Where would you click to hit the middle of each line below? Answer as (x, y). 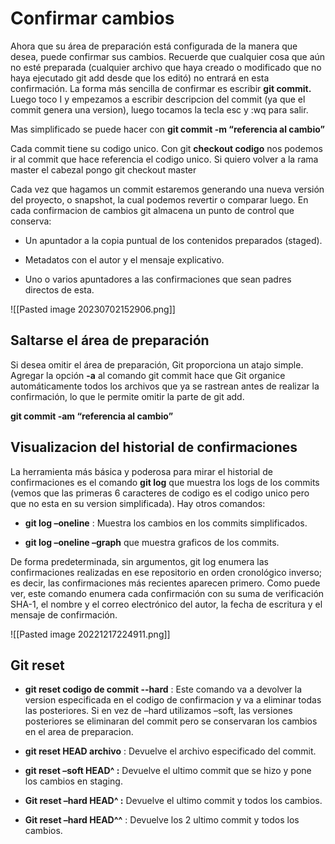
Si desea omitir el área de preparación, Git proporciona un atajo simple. (157, 364)
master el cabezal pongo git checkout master (103, 169)
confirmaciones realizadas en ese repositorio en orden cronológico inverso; (166, 572)
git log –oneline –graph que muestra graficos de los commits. (152, 542)
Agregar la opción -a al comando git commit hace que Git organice (148, 375)
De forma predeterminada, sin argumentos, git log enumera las (140, 561)
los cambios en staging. (73, 781)
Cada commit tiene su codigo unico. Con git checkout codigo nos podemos (166, 148)
